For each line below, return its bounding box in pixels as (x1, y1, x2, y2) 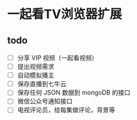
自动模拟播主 (17, 71, 54, 80)
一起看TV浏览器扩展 (7, 6, 122, 22)
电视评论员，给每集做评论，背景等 (17, 105, 115, 114)
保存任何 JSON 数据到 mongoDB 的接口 (17, 88, 131, 97)
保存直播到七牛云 (17, 80, 67, 88)
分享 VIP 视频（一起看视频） (17, 53, 99, 62)
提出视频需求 (17, 62, 54, 71)
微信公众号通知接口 (17, 97, 73, 105)
